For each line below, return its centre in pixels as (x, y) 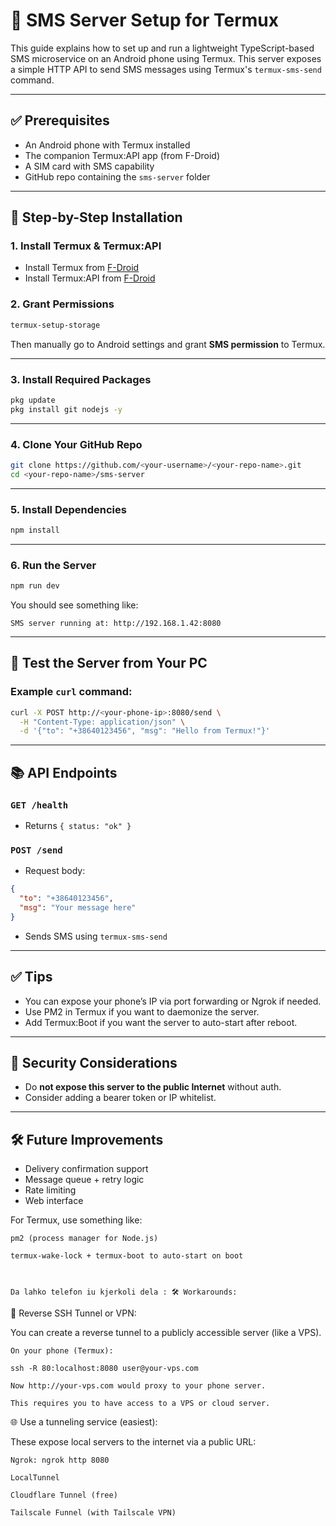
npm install (35, 530)
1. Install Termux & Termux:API (86, 246)
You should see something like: (74, 605)
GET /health (39, 805)
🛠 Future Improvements (87, 1139)
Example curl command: (71, 692)
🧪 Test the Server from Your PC (109, 663)
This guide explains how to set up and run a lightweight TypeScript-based (162, 48)
